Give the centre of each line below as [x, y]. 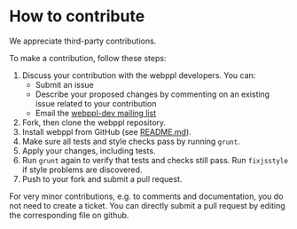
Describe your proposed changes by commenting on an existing [152, 94]
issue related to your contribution [96, 103]
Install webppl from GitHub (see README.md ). [107, 131]
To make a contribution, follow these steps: [88, 58]
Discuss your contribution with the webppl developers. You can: [139, 75]
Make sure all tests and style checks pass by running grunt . [131, 141]
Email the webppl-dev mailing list [96, 113]
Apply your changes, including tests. [89, 150]
